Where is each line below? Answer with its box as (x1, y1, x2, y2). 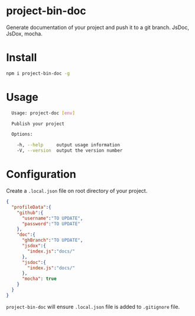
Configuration (6, 168, 77, 181)
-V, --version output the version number (17, 148, 123, 154)
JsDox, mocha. (6, 30, 43, 37)
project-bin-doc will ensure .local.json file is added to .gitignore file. (6, 303, 180, 310)
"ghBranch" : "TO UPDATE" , (21, 237, 83, 244)
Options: (11, 132, 33, 138)
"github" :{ (17, 209, 44, 216)
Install (6, 51, 37, 65)
